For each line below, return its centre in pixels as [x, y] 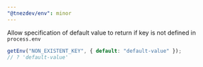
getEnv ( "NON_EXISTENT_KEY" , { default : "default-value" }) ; [95, 51]
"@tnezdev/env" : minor [39, 13]
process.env [24, 39]
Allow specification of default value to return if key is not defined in [101, 32]
